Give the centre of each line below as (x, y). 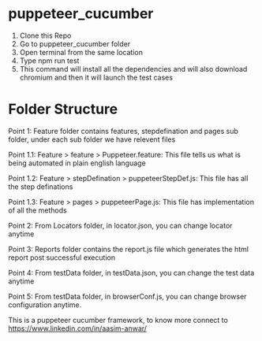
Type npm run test (49, 61)
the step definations (41, 187)
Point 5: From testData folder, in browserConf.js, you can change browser (127, 296)
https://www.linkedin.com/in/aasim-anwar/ (78, 328)
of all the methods (37, 210)
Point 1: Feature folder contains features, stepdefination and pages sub (124, 131)
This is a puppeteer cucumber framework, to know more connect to (118, 320)
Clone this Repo (45, 35)
